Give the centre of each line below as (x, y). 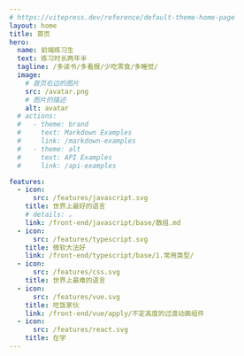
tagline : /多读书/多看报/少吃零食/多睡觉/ (88, 67)
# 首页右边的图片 (52, 83)
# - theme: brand (53, 125)
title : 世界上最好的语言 (65, 206)
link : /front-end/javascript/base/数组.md (103, 222)
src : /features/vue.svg (76, 297)
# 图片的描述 (46, 100)
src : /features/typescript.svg (90, 239)
